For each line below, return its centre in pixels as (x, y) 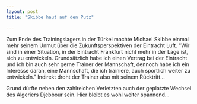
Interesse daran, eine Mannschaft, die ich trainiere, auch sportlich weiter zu (99, 70)
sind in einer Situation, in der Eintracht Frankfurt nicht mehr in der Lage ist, (97, 51)
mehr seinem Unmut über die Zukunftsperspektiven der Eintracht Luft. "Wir (98, 45)
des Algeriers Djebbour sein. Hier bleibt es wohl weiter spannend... (88, 95)
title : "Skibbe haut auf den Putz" (50, 17)
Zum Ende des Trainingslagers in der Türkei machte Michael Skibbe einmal (97, 39)
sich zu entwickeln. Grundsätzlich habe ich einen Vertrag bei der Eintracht (97, 58)
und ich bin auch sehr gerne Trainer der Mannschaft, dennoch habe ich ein (98, 64)
